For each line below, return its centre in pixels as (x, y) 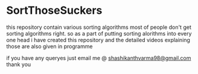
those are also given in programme (49, 46)
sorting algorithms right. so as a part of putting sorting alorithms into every (99, 33)
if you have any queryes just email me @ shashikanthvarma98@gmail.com (99, 58)
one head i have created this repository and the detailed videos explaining (98, 40)
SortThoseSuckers (54, 11)
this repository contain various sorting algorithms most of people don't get (99, 27)
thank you (19, 64)
